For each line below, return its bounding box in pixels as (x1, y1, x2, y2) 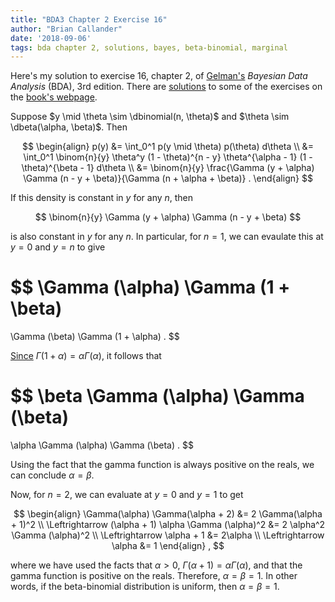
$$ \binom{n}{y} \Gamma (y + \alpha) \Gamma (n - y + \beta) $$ (34, 211, 302, 223)
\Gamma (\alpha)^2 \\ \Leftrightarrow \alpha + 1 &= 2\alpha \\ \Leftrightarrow (11, 529, 325, 541)
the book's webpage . (10, 91, 98, 103)
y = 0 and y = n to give (10, 241, 106, 253)
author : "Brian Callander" (10, 24, 123, 34)
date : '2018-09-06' (10, 33, 92, 43)
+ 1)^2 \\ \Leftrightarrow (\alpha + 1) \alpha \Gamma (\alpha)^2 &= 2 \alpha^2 (10, 519, 326, 531)
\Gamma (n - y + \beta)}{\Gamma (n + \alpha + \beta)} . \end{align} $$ (23, 172, 313, 185)
